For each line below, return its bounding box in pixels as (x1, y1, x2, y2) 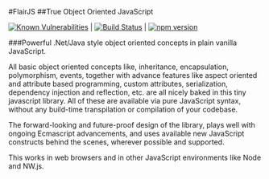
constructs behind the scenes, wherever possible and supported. (8, 137, 225, 147)
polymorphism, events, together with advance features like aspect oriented (8, 71, 258, 79)
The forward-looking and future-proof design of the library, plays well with (8, 120, 256, 129)
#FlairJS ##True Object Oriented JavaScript (8, 7, 154, 16)
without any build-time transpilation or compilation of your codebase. (8, 104, 238, 114)
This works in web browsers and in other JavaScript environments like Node (8, 153, 262, 162)
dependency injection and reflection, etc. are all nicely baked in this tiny (8, 87, 247, 97)
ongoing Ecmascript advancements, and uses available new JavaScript (8, 128, 245, 138)
